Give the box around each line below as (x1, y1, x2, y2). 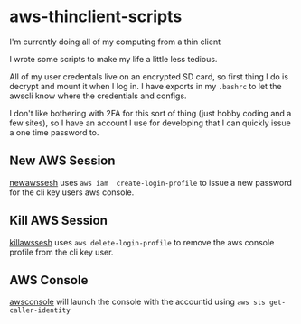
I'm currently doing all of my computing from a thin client (9, 36, 221, 47)
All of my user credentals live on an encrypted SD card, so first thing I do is (9, 70, 289, 82)
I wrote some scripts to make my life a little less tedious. (9, 53, 218, 64)
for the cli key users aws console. (9, 187, 135, 198)
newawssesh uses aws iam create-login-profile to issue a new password (9, 177, 292, 188)
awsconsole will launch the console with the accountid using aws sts (9, 296, 266, 308)
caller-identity (9, 306, 71, 315)
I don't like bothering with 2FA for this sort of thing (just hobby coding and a (9, 107, 292, 118)
